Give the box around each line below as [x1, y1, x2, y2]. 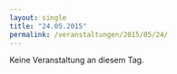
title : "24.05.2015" [9, 22, 88, 31]
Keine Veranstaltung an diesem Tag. [9, 55, 144, 66]
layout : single [9, 13, 67, 23]
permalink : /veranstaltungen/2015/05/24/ [9, 30, 169, 39]
